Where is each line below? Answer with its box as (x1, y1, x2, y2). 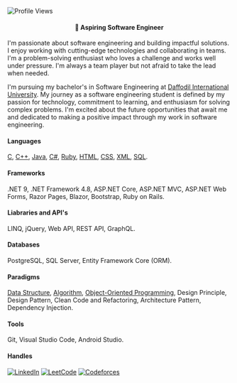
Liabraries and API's (7, 208, 69, 217)
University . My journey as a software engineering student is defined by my (7, 90, 226, 99)
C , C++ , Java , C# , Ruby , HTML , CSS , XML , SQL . (7, 153, 148, 161)
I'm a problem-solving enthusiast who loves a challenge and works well (7, 54, 216, 63)
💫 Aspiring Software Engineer (75, 23, 164, 31)
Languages (7, 136, 41, 145)
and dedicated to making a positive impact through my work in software (7, 113, 218, 122)
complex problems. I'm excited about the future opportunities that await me (7, 105, 228, 114)
